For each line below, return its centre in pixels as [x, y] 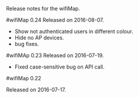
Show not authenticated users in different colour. [74, 31]
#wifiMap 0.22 [24, 78]
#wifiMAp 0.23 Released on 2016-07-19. [55, 55]
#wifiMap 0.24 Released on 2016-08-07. [55, 20]
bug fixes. [27, 44]
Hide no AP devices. [39, 37]
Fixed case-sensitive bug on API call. [59, 67]
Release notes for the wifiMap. [43, 9]
